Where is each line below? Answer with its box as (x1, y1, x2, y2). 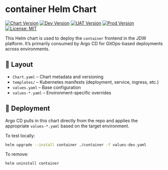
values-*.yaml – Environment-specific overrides (12, 89, 111, 96)
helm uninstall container (5, 161, 59, 166)
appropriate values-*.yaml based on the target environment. (5, 123, 129, 129)
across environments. (5, 46, 50, 52)
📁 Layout (5, 60, 33, 69)
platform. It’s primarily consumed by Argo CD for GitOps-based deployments (5, 40, 163, 46)
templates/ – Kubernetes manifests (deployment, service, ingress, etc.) (12, 79, 159, 85)
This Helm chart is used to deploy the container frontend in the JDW (5, 35, 146, 41)
